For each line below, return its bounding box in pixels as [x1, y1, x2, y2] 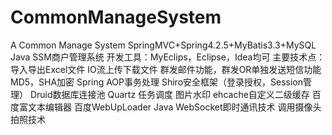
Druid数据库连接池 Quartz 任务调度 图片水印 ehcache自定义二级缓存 [29, 88, 310, 100]
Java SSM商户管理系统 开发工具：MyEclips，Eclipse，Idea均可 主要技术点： [10, 51, 326, 63]
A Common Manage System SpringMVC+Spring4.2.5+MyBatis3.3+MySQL [10, 39, 317, 51]
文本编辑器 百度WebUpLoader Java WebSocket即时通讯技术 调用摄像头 [27, 101, 322, 113]
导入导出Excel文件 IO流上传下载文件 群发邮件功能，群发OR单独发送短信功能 [10, 63, 322, 75]
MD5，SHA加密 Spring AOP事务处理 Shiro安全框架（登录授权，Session [10, 76, 304, 88]
